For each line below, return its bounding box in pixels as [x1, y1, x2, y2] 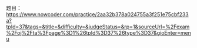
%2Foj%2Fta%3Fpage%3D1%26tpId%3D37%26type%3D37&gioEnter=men [6, 29, 191, 36]
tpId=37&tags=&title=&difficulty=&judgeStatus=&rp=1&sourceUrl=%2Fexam [6, 23, 190, 30]
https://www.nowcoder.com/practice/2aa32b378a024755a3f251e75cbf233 [6, 11, 189, 18]
